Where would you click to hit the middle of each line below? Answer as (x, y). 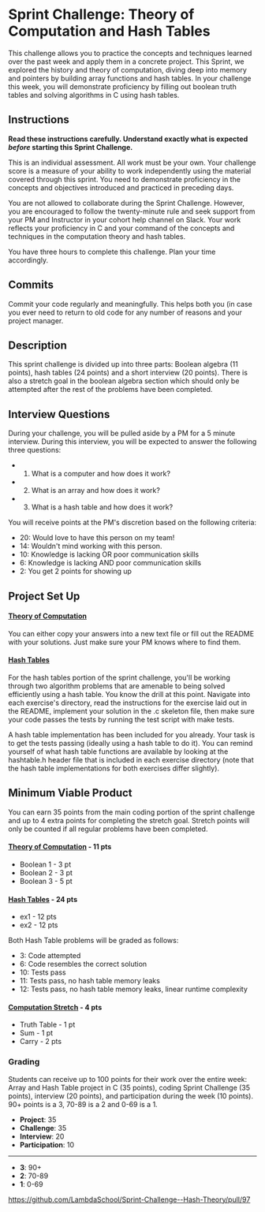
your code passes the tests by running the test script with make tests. (121, 719)
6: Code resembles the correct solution (83, 964)
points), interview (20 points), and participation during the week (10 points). (131, 1096)
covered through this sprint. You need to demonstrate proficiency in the (124, 179)
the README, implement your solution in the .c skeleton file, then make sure (131, 710)
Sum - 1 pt (36, 1033)
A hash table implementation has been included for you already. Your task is (132, 734)
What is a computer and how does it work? (101, 474)
